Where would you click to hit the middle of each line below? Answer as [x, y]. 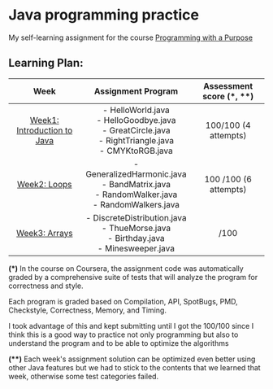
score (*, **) [228, 96]
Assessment [228, 85]
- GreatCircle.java [136, 130]
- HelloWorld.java [136, 110]
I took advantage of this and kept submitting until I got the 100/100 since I [131, 326]
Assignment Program [136, 91]
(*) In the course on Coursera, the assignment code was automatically [126, 268]
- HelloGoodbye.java [136, 120]
